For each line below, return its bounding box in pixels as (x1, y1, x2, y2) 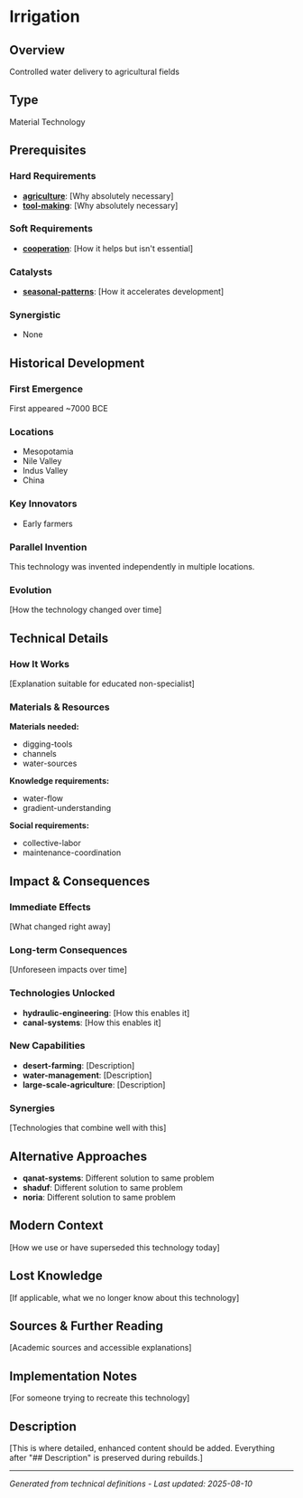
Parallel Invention (9, 541, 87, 553)
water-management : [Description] (22, 1069, 152, 1080)
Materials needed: (9, 721, 79, 732)
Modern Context (9, 1218, 104, 1233)
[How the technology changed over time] (9, 604, 162, 616)
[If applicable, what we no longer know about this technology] (9, 1292, 240, 1303)
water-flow (22, 793, 64, 804)
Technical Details (9, 630, 109, 645)
